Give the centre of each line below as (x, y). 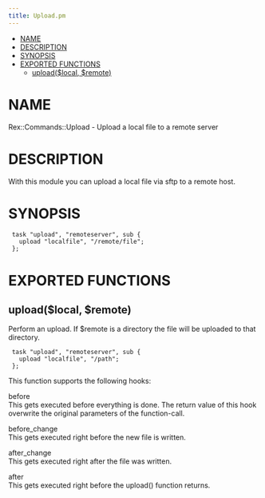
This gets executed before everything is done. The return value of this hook (132, 405)
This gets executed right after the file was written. (90, 461)
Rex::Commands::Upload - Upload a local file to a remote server (113, 127)
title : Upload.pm (37, 16)
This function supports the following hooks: (80, 381)
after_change (30, 453)
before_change (33, 429)
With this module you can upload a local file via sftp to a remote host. (122, 181)
